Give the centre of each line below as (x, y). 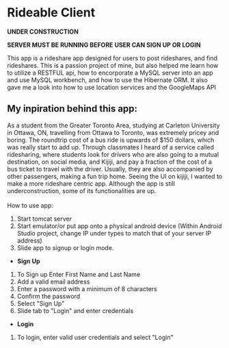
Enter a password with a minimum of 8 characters (87, 288)
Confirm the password (49, 296)
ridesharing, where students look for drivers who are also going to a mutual (113, 154)
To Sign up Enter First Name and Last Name (79, 274)
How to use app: (30, 205)
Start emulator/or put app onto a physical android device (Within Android (119, 226)
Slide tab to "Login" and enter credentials (75, 310)
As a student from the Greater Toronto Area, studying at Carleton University (113, 125)
